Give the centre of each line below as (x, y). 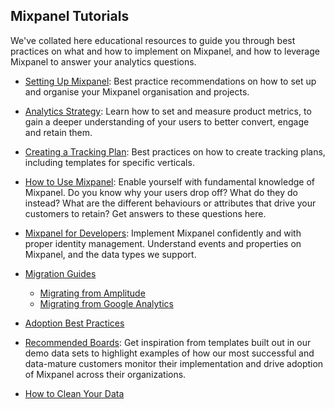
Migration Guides (60, 273)
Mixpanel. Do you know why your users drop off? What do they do (161, 192)
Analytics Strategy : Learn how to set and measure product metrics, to (168, 111)
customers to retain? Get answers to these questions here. (145, 213)
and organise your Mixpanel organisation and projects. (137, 91)
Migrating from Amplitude (92, 293)
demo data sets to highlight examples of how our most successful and (169, 353)
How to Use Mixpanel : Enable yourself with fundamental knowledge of (169, 181)
